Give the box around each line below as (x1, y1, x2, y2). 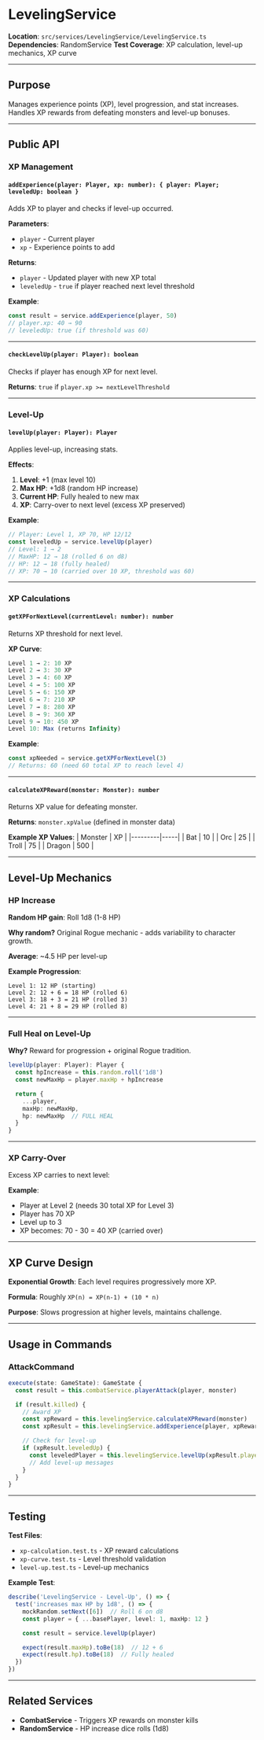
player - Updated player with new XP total (19, 273, 156, 282)
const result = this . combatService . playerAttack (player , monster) (15, 1386, 237, 1394)
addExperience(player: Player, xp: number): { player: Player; (8, 181, 220, 189)
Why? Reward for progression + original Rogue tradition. (8, 1046, 192, 1056)
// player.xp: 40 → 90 (8, 319, 82, 327)
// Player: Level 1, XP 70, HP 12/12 (8, 531, 132, 539)
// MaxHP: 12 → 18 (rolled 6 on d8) (8, 552, 128, 560)
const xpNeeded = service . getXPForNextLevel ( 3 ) (8, 754, 167, 762)
